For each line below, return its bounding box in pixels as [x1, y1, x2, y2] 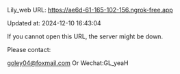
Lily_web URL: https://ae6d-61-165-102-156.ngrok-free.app [7, 6, 173, 14]
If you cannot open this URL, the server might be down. [7, 32, 163, 40]
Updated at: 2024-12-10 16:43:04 [7, 19, 101, 27]
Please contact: [7, 46, 51, 53]
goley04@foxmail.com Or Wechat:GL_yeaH [7, 59, 129, 67]
